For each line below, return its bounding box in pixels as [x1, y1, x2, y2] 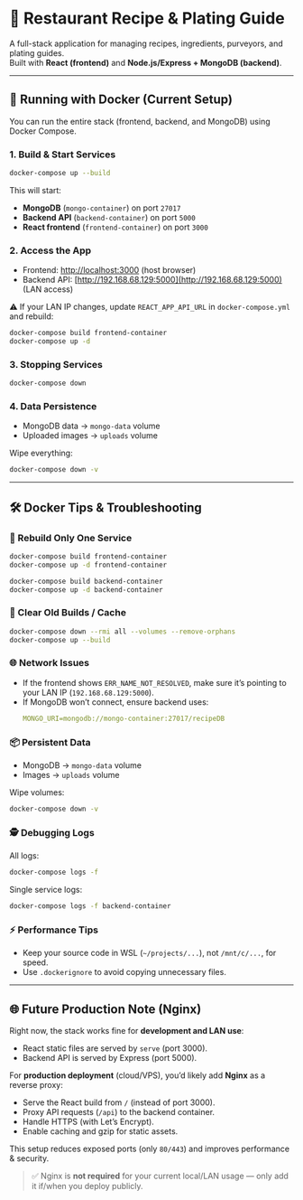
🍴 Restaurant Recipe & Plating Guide [9, 8, 286, 29]
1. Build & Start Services [9, 148, 116, 161]
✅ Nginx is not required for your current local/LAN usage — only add [31, 1170, 289, 1182]
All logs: [9, 850, 40, 861]
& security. [9, 1153, 50, 1164]
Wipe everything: [9, 447, 74, 459]
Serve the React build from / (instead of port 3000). [22, 1097, 216, 1108]
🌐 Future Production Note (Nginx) [9, 1001, 202, 1017]
